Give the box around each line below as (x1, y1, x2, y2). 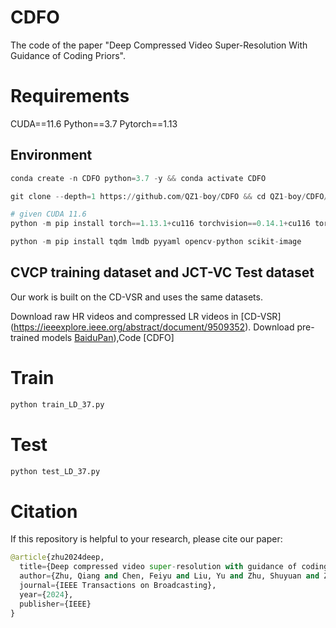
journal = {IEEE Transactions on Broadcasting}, (19, 581, 217, 591)
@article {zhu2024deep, (10, 552, 105, 563)
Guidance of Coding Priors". (10, 49, 127, 61)
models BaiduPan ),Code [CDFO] (41, 331, 175, 343)
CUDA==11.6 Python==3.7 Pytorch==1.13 (10, 117, 178, 130)
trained (10, 331, 40, 343)
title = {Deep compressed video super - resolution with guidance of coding (19, 562, 329, 572)
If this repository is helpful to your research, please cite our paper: (10, 533, 283, 545)
